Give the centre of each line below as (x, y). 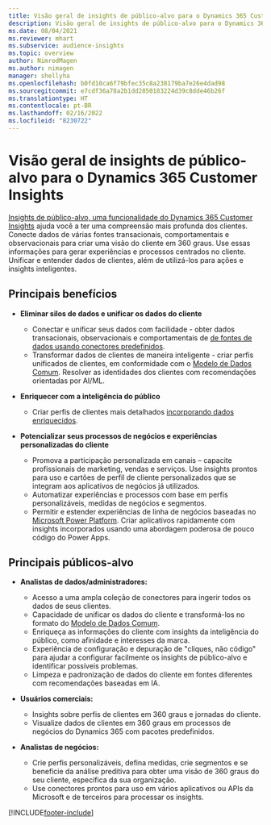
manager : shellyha (39, 76)
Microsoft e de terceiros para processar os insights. (118, 797)
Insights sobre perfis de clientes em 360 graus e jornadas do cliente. (146, 715)
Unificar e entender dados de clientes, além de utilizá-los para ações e (126, 260)
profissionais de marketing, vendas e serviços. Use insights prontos (145, 469)
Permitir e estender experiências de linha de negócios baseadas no (144, 511)
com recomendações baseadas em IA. (96, 683)
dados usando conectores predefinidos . (98, 346)
